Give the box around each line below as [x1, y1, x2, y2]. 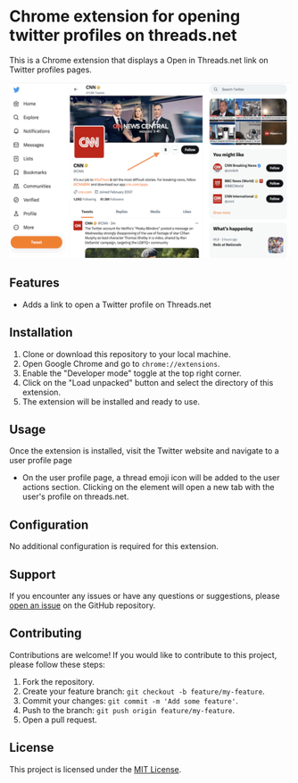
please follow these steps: [9, 659, 105, 670]
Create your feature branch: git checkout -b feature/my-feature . [21, 686, 265, 696]
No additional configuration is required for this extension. [9, 541, 219, 552]
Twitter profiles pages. [9, 64, 92, 75]
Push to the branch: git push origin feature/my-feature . [21, 704, 236, 715]
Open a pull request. [21, 714, 98, 725]
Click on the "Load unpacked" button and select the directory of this [21, 377, 274, 387]
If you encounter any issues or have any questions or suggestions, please [9, 591, 280, 601]
